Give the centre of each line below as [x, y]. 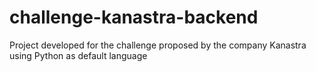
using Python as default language [78, 55]
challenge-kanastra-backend [134, 17]
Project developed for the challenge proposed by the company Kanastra [158, 45]
